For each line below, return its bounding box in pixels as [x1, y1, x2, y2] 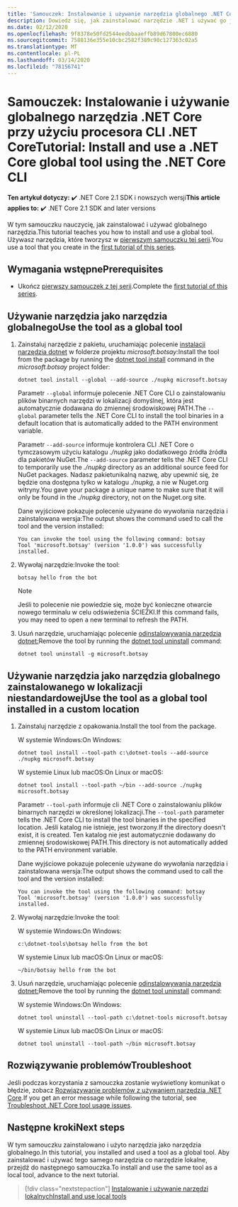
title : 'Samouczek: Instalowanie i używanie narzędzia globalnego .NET [7, 10, 223, 18]
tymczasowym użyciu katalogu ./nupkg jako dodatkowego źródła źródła [17, 448, 227, 456]
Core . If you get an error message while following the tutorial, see [7, 1093, 197, 1102]
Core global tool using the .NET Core [7, 154, 227, 170]
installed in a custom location [7, 703, 140, 715]
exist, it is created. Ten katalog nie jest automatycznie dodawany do [17, 831, 216, 839]
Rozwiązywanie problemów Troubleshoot [7, 1059, 192, 1071]
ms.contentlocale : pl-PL [7, 50, 81, 57]
